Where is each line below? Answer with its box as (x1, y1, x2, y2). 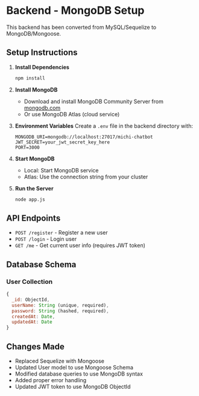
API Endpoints (6, 213, 61, 223)
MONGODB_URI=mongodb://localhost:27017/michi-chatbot (14, 134, 153, 140)
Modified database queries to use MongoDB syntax (14, 370, 144, 377)
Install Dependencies (14, 63, 69, 71)
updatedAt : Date (11, 319, 52, 325)
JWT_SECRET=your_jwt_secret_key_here (14, 139, 110, 145)
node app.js (14, 196, 45, 203)
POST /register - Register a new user (14, 229, 108, 236)
